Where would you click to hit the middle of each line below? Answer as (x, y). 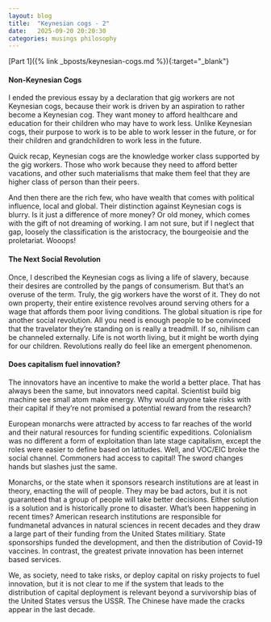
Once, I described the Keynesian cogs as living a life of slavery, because (129, 277)
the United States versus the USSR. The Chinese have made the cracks (127, 601)
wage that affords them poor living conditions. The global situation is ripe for (135, 311)
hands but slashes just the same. (63, 466)
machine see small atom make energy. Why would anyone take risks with (130, 399)
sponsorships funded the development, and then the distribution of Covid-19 (135, 542)
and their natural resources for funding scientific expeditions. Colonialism (130, 432)
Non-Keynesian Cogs (45, 80)
